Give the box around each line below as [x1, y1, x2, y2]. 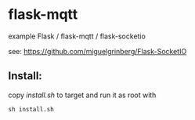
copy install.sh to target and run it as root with [8, 90, 157, 100]
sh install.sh [8, 105, 55, 113]
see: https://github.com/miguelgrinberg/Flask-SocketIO [8, 46, 187, 56]
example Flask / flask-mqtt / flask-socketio [8, 31, 146, 41]
